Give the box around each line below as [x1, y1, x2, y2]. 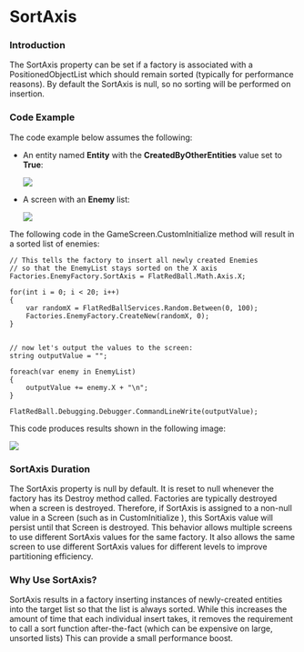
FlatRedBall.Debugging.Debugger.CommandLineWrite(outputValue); [9, 406, 258, 416]
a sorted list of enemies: [9, 238, 100, 249]
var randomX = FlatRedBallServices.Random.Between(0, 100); [25, 303, 258, 313]
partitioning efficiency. [9, 551, 94, 562]
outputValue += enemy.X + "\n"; [25, 383, 148, 392]
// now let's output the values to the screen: [9, 343, 194, 352]
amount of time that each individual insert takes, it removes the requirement [9, 614, 294, 625]
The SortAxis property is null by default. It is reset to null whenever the [9, 484, 275, 495]
